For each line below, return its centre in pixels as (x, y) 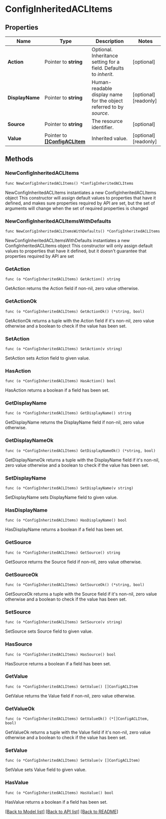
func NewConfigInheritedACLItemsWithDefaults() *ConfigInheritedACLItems (83, 231)
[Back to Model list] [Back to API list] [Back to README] (62, 812)
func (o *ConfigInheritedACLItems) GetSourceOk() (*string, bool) (75, 585)
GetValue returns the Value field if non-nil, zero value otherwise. (70, 696)
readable (102, 88)
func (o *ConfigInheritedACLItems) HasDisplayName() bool (66, 520)
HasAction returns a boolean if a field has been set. (57, 390)
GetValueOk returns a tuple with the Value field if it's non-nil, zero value (78, 733)
